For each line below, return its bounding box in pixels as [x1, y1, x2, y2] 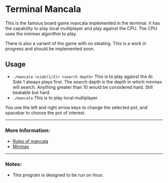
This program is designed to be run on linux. [12, 172, 104, 178]
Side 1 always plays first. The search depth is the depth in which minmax [12, 78, 162, 84]
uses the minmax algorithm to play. [5, 30, 77, 36]
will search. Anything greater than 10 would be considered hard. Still [12, 84, 153, 90]
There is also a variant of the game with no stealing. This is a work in [5, 40, 146, 46]
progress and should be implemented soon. [5, 45, 95, 51]
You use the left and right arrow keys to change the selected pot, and [5, 104, 148, 110]
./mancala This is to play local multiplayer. [12, 94, 99, 100]
